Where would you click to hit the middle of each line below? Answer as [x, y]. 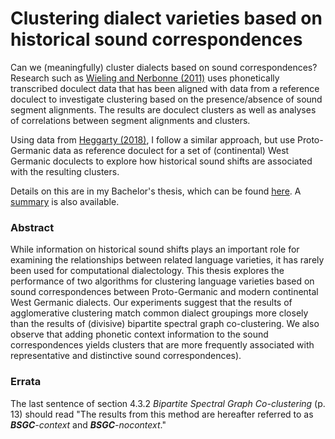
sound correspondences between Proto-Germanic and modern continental [164, 292]
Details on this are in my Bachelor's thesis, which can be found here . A [156, 191]
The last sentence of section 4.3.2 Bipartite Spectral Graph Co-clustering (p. [168, 403]
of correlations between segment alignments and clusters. [130, 120]
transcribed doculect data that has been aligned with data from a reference [165, 88]
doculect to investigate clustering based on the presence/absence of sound [166, 99]
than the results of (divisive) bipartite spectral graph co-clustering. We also [165, 324]
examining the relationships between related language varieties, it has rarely [167, 260]
